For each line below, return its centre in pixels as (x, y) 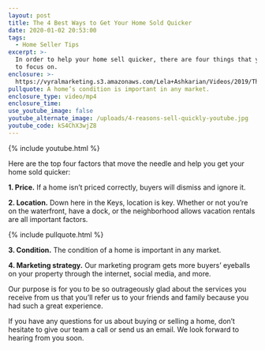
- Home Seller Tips (47, 45)
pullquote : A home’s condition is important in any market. (109, 89)
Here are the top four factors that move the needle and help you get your (126, 164)
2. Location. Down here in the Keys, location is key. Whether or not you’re (128, 202)
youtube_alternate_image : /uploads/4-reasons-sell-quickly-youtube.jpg (128, 119)
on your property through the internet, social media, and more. (110, 273)
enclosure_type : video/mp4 (52, 96)
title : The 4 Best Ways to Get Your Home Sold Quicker (100, 23)
